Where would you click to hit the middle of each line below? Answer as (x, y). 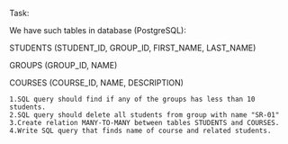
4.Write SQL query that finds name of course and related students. (140, 130)
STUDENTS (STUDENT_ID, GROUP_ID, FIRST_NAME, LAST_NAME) (133, 48)
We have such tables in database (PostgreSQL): (98, 30)
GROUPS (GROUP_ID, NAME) (63, 65)
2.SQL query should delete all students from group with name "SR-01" (144, 115)
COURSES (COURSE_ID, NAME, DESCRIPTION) (97, 83)
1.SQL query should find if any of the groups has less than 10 (132, 99)
